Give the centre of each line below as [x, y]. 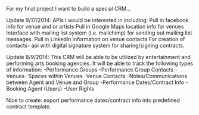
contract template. [29, 106]
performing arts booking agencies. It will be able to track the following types [100, 63]
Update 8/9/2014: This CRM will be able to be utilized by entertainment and [98, 57]
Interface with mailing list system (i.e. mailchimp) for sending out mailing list [99, 33]
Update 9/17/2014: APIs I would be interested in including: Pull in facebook [97, 20]
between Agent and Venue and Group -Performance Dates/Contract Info [95, 82]
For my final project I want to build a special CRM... [69, 9]
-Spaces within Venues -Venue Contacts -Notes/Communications [107, 76]
